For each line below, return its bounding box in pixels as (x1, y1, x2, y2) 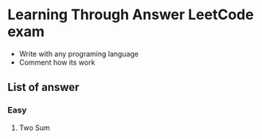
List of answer (7, 81, 80, 94)
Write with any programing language (18, 49, 139, 58)
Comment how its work (18, 58, 96, 67)
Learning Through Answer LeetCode (7, 6, 254, 24)
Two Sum (18, 122, 51, 133)
